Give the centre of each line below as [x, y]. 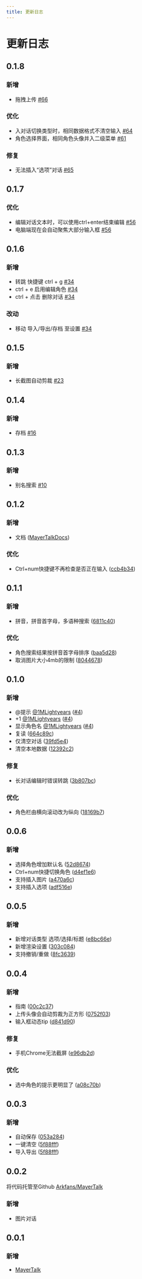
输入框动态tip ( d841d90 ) [45, 1021]
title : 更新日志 [25, 12]
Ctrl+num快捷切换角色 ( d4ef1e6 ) [56, 872]
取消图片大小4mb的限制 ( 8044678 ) [59, 660]
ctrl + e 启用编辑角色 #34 [46, 289]
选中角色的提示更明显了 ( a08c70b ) [58, 1084]
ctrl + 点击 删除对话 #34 [45, 297]
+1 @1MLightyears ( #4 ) [44, 719]
